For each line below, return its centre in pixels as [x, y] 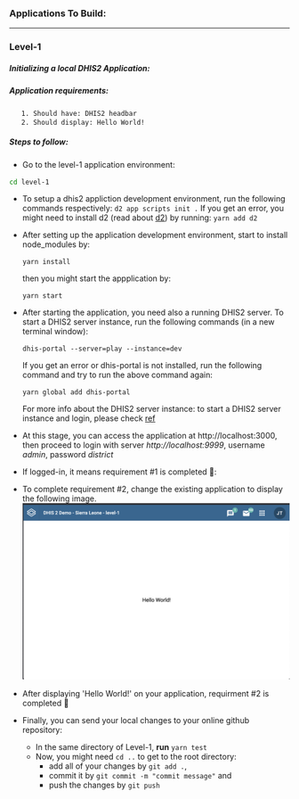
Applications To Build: [58, 13]
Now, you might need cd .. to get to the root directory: [136, 757]
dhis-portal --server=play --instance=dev [102, 349]
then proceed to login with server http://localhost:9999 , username [143, 445]
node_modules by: [56, 244]
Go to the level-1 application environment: [98, 164]
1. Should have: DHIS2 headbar [79, 113]
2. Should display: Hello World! [83, 122]
